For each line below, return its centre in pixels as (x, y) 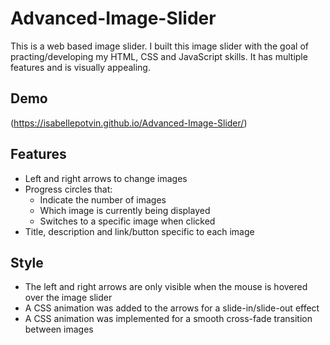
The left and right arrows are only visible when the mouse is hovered (166, 287)
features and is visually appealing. (80, 67)
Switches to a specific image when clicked (127, 221)
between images (59, 329)
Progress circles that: (68, 189)
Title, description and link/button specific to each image (139, 231)
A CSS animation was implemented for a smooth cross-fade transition (168, 319)
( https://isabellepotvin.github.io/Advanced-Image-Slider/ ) (129, 123)
